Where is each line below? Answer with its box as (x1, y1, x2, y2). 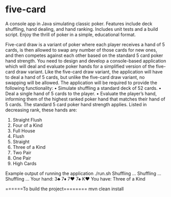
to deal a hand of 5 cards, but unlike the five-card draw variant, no (5, 74, 145, 80)
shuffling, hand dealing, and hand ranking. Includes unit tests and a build (5, 26, 158, 32)
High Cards (12, 160, 37, 166)
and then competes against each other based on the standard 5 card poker (5, 52, 163, 58)
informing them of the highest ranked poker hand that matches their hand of (5, 96, 165, 102)
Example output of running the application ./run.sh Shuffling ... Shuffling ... (5, 170, 162, 176)
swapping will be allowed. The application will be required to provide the (5, 80, 157, 86)
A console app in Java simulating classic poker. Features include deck (5, 21, 153, 27)
